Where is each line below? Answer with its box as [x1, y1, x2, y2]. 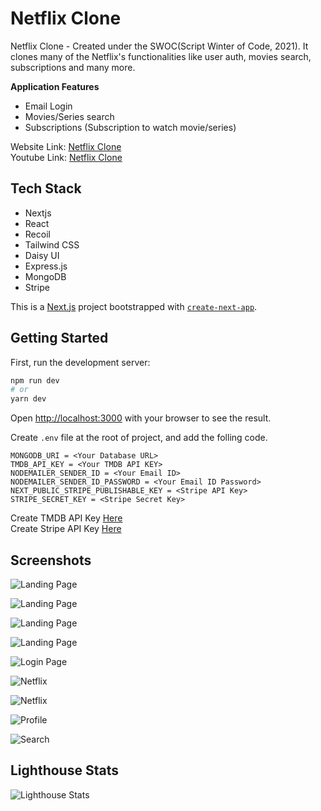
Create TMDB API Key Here [10, 512, 123, 524]
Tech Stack [10, 180, 82, 197]
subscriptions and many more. [10, 61, 136, 73]
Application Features [10, 80, 100, 92]
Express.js [24, 260, 68, 272]
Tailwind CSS [24, 238, 80, 251]
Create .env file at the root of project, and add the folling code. [10, 432, 268, 444]
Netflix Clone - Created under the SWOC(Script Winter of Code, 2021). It [10, 40, 309, 52]
